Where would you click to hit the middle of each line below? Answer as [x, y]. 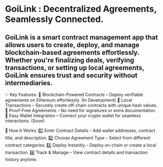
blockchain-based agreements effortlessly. [72, 52]
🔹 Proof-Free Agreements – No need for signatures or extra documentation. [81, 110]
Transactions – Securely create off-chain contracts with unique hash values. [81, 105]
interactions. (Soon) [25, 121]
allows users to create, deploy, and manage [72, 45]
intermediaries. [29, 83]
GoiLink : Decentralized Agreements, [81, 9]
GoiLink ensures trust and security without [71, 75]
